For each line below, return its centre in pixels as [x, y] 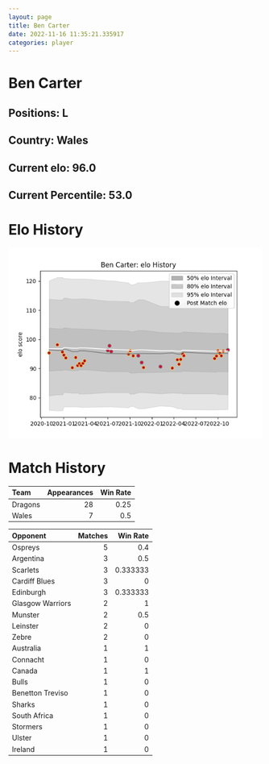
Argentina [28, 558]
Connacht [28, 659]
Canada [25, 671]
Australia [27, 648]
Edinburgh [29, 592]
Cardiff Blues [33, 581]
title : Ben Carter [39, 25]
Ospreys [26, 547]
